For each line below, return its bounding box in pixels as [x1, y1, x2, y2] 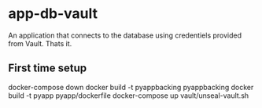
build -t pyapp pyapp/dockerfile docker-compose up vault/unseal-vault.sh [8, 91, 249, 100]
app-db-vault [8, 5, 98, 23]
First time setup [8, 62, 87, 75]
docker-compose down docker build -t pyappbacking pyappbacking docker [8, 82, 254, 92]
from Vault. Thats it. [8, 38, 72, 48]
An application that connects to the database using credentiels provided [8, 31, 242, 40]
